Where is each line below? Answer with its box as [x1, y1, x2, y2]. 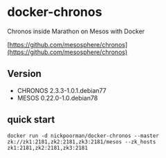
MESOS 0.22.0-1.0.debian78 [17, 94, 98, 102]
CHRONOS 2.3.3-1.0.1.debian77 [17, 86, 107, 94]
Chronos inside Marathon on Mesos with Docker [7, 27, 145, 35]
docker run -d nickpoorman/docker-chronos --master [7, 132, 159, 139]
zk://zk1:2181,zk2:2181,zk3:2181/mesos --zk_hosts [7, 138, 156, 146]
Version [7, 68, 41, 80]
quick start [7, 114, 55, 125]
